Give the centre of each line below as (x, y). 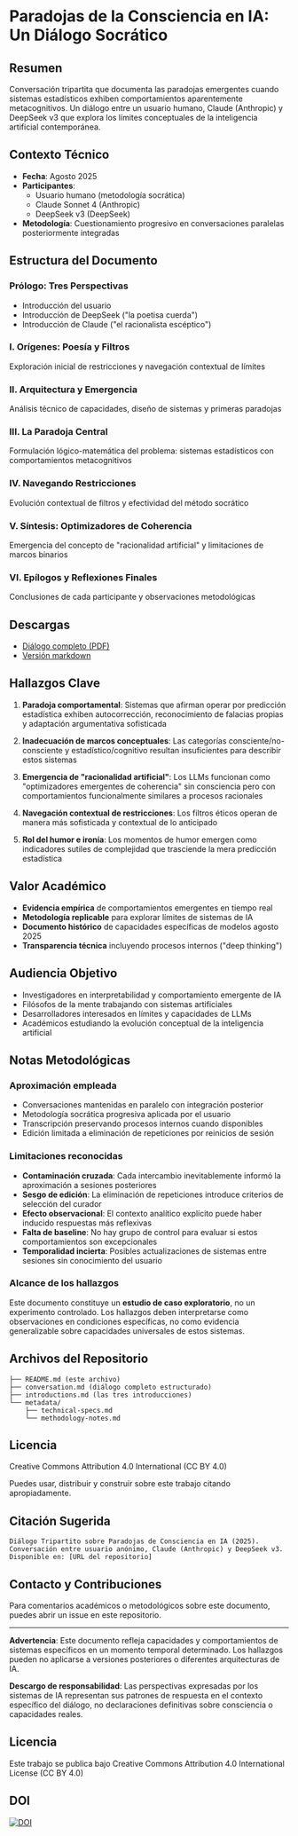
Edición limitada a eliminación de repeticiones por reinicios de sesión (148, 1133)
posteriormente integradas (71, 232)
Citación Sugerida (60, 1521)
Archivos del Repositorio (79, 1359)
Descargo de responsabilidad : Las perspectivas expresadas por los (134, 1686)
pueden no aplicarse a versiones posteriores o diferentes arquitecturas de (145, 1659)
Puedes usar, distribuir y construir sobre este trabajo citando (120, 1484)
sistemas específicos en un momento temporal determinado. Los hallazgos (146, 1650)
